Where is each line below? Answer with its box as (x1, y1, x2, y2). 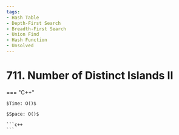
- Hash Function (6, 37, 47, 43)
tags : (6, 8, 20, 15)
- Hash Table (6, 15, 39, 21)
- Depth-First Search (6, 20, 61, 26)
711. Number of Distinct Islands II (6, 69, 174, 82)
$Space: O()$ (6, 111, 39, 117)
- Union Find (6, 31, 39, 38)
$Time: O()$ (6, 100, 36, 107)
